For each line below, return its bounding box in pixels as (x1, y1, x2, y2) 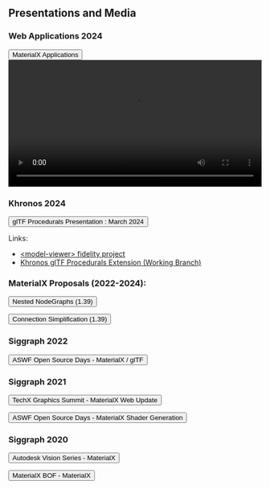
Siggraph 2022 (8, 335, 68, 347)
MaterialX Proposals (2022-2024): (8, 277, 147, 289)
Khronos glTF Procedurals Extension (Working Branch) (19, 257, 202, 267)
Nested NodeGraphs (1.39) (12, 298, 94, 306)
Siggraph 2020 (8, 434, 68, 445)
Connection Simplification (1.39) (12, 315, 108, 324)
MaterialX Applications (12, 50, 79, 59)
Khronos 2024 (8, 197, 66, 208)
